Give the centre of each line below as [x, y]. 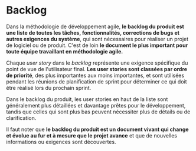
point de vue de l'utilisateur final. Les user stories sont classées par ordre [97, 69]
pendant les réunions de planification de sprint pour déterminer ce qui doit [97, 81]
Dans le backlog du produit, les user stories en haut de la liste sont [87, 99]
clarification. [21, 118]
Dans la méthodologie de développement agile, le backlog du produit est [95, 26]
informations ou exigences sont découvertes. [61, 142]
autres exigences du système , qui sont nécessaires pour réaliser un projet [97, 39]
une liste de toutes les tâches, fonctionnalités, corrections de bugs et [93, 32]
